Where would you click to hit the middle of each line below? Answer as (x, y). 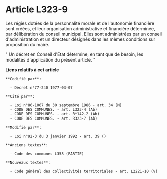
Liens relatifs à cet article (32, 70)
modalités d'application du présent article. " (50, 59)
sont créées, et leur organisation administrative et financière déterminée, (80, 28)
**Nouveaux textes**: (28, 162)
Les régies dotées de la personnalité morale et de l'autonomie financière (80, 23)
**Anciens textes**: (27, 145)
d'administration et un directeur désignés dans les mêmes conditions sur (80, 39)
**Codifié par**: (23, 79)
